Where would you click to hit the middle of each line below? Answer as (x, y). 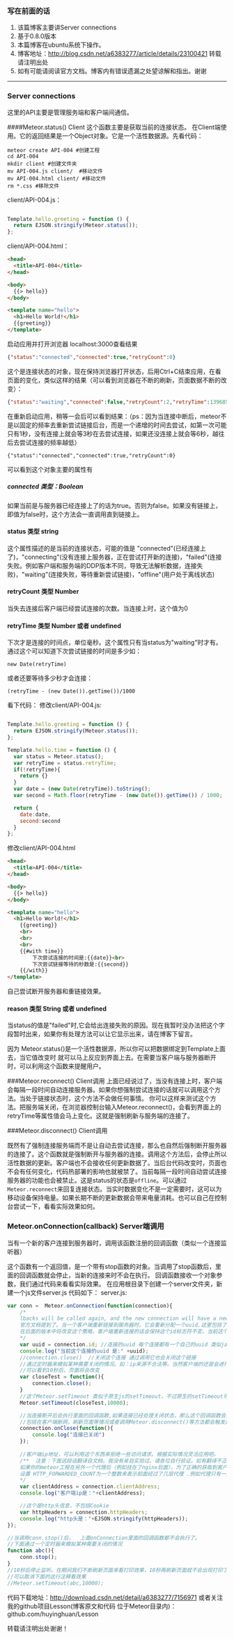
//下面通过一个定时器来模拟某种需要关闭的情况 (65, 1544)
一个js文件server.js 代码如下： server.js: (70, 1292)
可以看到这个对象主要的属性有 (50, 469)
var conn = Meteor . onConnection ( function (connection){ (90, 1306)
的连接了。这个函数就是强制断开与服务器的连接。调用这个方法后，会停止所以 (117, 1154)
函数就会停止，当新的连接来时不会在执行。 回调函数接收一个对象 (124, 1275)
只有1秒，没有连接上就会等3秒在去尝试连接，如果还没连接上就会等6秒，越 (113, 433)
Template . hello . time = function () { (62, 750)
